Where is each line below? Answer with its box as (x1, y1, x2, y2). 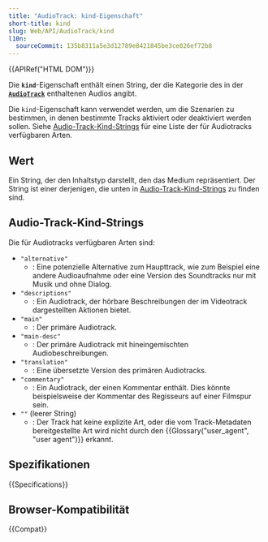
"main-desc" (19, 332, 61, 341)
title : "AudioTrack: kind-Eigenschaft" (8, 11, 144, 20)
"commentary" (19, 375, 65, 384)
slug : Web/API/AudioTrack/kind (8, 27, 115, 35)
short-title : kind (8, 19, 71, 28)
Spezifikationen (8, 458, 91, 471)
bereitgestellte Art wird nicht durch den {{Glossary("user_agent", (32, 425, 249, 435)
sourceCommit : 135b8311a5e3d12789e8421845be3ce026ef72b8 (15, 42, 213, 50)
